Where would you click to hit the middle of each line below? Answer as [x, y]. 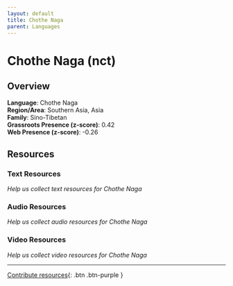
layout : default [31, 14]
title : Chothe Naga [35, 20]
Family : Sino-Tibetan [37, 118]
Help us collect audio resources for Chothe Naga [77, 222]
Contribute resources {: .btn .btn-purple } [65, 275]
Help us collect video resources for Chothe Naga [77, 255]
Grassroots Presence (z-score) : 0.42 [61, 125]
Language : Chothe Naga [43, 103]
